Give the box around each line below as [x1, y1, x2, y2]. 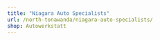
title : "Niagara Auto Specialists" [7, 9, 110, 17]
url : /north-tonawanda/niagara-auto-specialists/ [7, 16, 154, 23]
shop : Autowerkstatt [7, 22, 67, 29]
